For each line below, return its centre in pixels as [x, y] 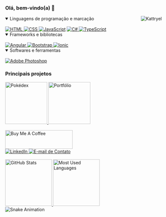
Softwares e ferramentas [35, 50]
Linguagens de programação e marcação [52, 19]
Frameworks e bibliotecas [36, 35]
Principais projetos [29, 74]
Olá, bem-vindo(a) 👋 [30, 8]
